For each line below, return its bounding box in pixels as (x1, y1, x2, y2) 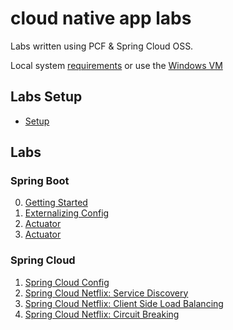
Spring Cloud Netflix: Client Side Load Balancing (24, 297, 224, 309)
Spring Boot (10, 174, 70, 188)
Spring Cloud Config (24, 276, 110, 288)
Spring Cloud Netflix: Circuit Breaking (24, 308, 180, 320)
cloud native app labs (10, 7, 192, 30)
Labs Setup (10, 88, 83, 106)
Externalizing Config (24, 207, 110, 219)
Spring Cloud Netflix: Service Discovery (24, 287, 189, 299)
